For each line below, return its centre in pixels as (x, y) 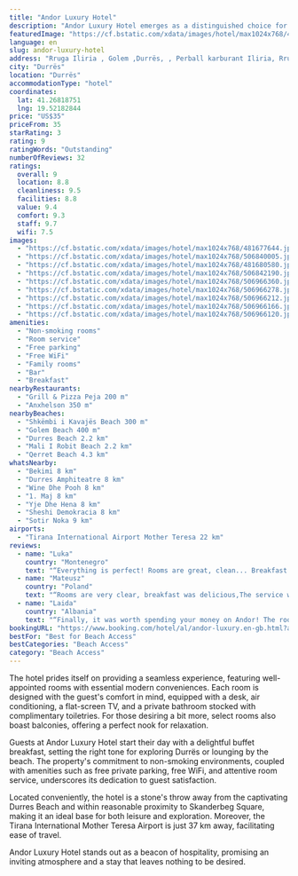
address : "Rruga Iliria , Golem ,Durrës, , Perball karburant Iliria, (142, 59)
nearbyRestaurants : (45, 389)
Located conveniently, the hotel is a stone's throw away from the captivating (149, 797)
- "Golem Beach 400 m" (59, 430)
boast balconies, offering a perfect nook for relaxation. (109, 725)
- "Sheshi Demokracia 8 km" (69, 513)
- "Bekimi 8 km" (47, 471)
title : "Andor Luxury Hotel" (63, 17)
